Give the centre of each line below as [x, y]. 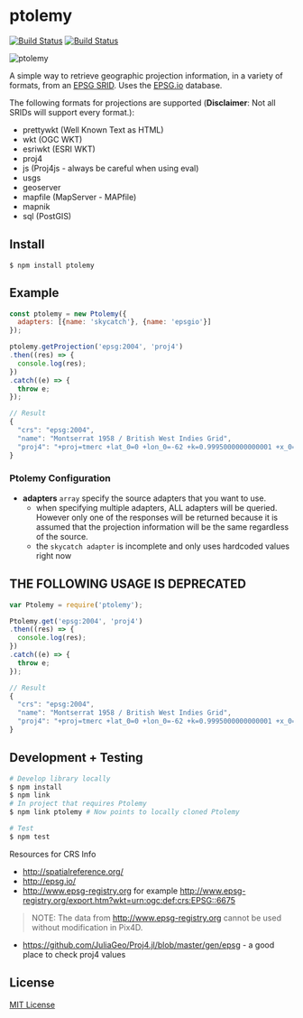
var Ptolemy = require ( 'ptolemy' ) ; [76, 605]
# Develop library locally [60, 778]
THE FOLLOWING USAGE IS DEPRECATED [128, 584]
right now [54, 555]
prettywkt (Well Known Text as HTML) [93, 130]
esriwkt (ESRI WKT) [59, 149]
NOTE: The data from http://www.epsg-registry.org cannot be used [156, 918]
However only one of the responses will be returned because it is [156, 517]
